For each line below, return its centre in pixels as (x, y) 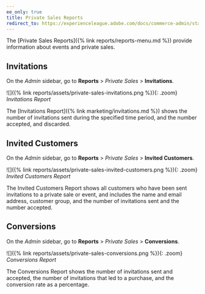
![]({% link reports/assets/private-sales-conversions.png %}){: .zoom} (95, 253)
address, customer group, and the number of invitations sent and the (93, 201)
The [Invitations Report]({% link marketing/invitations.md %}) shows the (97, 111)
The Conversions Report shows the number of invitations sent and (89, 271)
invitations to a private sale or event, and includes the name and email (94, 195)
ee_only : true (24, 12)
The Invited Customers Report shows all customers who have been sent (97, 188)
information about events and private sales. (61, 47)
